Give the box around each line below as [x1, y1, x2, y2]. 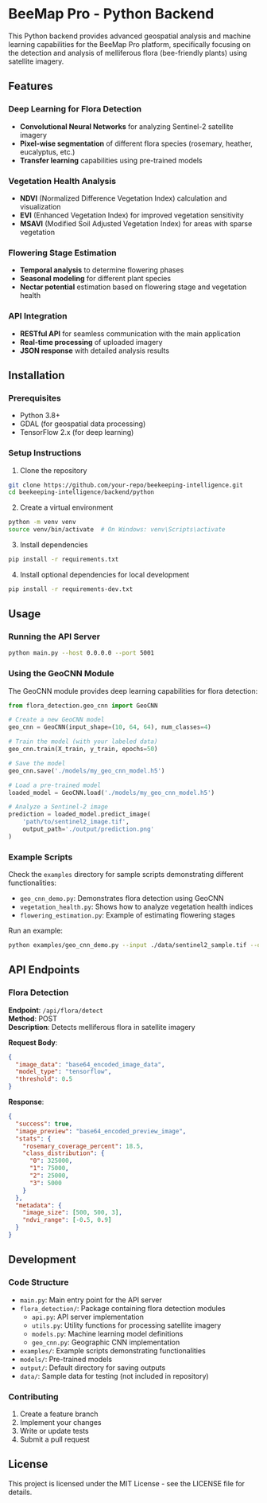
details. [8, 1487, 33, 1497]
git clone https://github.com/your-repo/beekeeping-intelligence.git [8, 481, 244, 489]
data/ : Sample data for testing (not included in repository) [19, 1371, 209, 1380]
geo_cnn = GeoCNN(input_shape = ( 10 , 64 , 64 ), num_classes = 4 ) [8, 723, 212, 731]
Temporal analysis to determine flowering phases [19, 265, 184, 275]
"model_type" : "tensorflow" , [15, 1068, 112, 1076]
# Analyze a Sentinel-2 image [8, 803, 109, 811]
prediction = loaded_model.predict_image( [8, 810, 151, 819]
